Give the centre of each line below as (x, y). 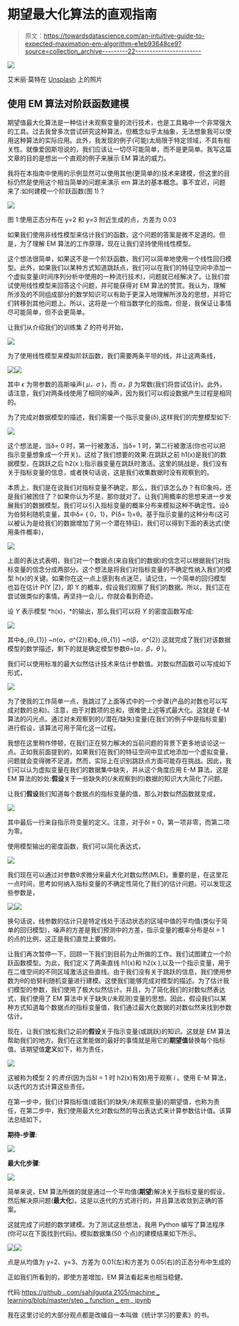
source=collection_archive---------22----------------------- (113, 51)
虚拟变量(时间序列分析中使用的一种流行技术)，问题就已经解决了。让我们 (118, 276)
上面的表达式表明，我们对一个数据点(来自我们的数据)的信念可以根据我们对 (116, 560)
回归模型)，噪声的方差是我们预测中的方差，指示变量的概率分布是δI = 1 (122, 929)
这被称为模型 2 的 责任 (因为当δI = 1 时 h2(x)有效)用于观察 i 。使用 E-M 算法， (119, 1077)
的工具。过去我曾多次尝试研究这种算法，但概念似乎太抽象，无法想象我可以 (116, 131)
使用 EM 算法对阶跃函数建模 (68, 104)
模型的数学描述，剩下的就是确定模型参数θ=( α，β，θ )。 (89, 648)
